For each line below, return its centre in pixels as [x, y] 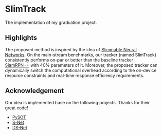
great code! [17, 108]
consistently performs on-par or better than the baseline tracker [69, 60]
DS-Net [20, 127]
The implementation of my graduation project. [51, 22]
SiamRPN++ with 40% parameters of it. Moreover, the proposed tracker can [81, 65]
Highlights [21, 38]
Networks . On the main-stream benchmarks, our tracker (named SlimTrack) [81, 55]
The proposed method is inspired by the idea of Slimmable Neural [71, 49]
